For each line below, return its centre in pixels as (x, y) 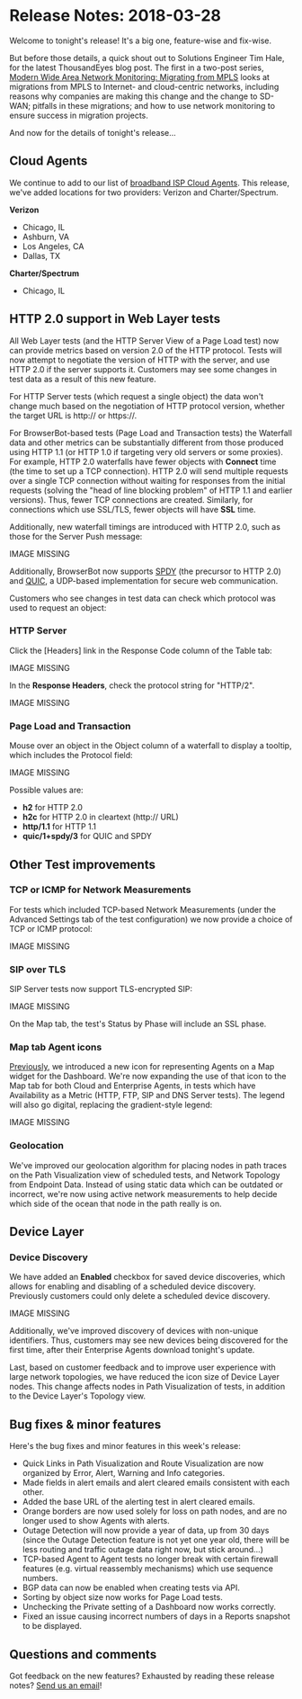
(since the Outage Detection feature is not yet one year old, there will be (156, 1540)
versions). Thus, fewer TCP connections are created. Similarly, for (131, 499)
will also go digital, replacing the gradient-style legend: (111, 1105)
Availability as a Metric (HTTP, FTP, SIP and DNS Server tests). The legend (147, 1095)
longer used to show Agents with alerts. (96, 1521)
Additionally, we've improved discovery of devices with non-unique (134, 1331)
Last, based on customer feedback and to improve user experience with (142, 1367)
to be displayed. (52, 1626)
